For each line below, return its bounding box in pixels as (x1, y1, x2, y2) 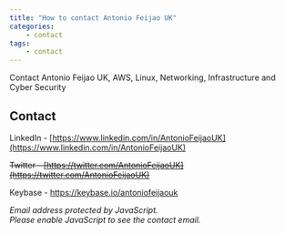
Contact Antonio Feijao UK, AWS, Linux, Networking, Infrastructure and (9, 72, 276, 83)
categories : (9, 22, 55, 31)
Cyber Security (9, 82, 66, 93)
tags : (9, 38, 30, 48)
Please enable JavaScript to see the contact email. (9, 214, 201, 225)
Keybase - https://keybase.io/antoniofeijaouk (9, 187, 178, 198)
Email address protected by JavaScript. (9, 204, 158, 215)
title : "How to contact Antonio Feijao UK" (9, 13, 178, 23)
